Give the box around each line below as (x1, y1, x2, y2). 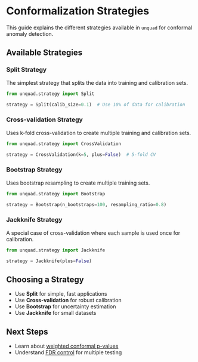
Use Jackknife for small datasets (14, 309, 97, 317)
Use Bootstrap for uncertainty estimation (14, 303, 116, 310)
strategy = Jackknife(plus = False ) (6, 258, 92, 264)
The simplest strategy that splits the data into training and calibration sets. (6, 79, 188, 86)
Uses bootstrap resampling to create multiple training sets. (6, 179, 150, 186)
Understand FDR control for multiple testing (14, 349, 122, 356)
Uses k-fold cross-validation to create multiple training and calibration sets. (6, 129, 191, 136)
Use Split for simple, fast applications (14, 290, 107, 297)
